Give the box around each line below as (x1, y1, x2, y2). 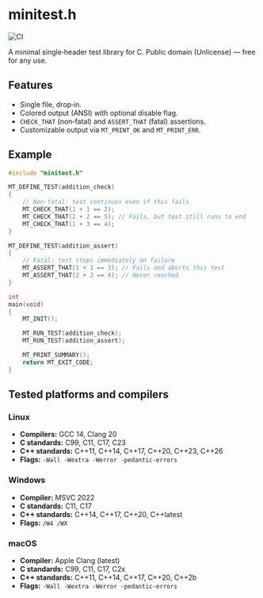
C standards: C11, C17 (19, 501, 93, 511)
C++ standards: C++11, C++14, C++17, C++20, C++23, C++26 (19, 447, 223, 456)
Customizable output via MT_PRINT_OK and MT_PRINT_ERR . (19, 125, 201, 134)
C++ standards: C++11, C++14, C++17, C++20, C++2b (19, 573, 197, 582)
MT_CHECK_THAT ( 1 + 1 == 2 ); (22, 205, 115, 213)
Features (8, 79, 53, 92)
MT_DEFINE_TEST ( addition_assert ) (8, 242, 119, 250)
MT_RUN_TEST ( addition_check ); (22, 329, 123, 338)
